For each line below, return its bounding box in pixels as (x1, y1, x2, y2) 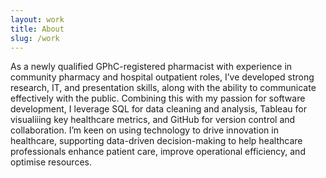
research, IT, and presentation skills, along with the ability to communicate (10, 82, 317, 94)
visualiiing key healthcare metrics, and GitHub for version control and (10, 114, 296, 126)
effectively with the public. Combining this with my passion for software (10, 92, 306, 105)
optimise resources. (10, 156, 92, 168)
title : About (10, 24, 65, 34)
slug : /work (10, 33, 60, 43)
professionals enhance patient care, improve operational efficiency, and (10, 146, 306, 158)
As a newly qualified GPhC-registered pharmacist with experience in (10, 61, 293, 73)
